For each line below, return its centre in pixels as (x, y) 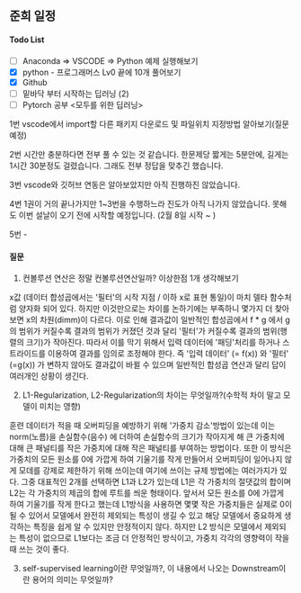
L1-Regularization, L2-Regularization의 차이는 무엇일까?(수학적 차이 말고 (151, 395)
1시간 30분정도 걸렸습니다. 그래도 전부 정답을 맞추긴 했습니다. (116, 166)
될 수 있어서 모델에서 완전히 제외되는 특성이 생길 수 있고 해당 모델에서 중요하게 (146, 516)
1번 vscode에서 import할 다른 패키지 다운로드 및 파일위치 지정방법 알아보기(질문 (149, 123)
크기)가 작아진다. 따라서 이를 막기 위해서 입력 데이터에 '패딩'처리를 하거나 (153, 342)
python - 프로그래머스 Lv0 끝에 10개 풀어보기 (102, 72)
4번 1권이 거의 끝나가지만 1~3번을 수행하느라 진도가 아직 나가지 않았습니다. (140, 203)
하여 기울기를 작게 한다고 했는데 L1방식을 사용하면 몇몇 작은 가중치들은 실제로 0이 (151, 504)
